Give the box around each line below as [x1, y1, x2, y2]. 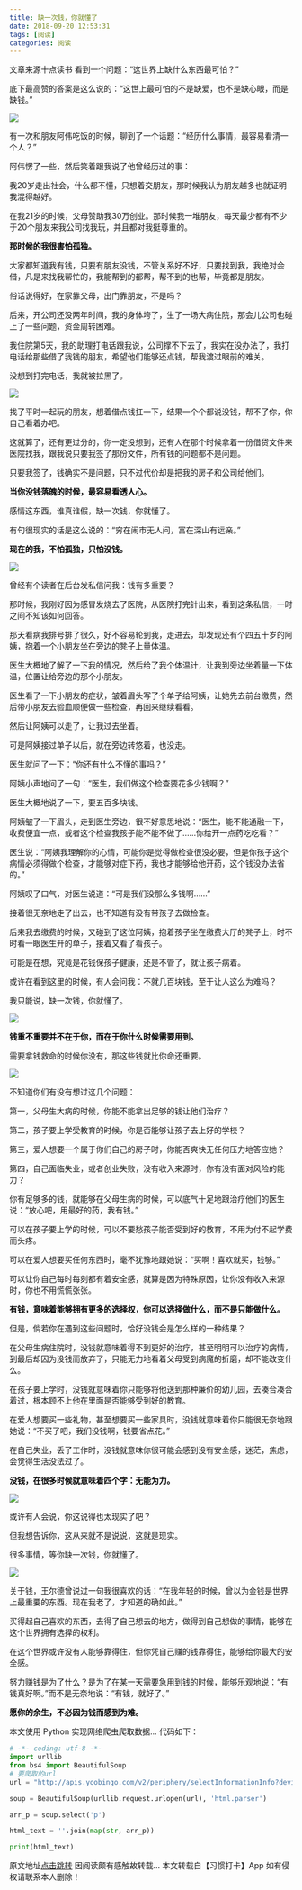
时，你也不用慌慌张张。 [9, 1285, 96, 1295]
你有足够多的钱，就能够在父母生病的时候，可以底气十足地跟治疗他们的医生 [9, 1194, 285, 1204]
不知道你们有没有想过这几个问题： [9, 1086, 136, 1097]
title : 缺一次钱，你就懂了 [9, 13, 99, 23]
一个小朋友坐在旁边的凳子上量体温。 [40, 641, 175, 651]
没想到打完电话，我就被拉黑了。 [9, 370, 128, 381]
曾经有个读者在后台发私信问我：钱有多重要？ [9, 580, 175, 591]
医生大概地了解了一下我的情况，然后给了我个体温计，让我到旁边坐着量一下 [9, 659, 285, 671]
